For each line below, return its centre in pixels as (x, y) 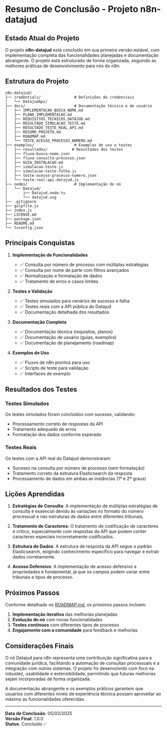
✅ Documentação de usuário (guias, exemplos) (68, 337)
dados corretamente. (34, 557)
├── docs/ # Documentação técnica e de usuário (79, 106)
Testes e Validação (32, 291)
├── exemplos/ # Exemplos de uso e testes (69, 145)
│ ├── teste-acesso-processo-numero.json (51, 175)
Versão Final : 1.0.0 (24, 719)
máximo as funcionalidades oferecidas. (45, 699)
